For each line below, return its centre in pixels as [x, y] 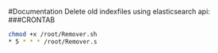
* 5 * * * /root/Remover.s [53, 42]
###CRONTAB [32, 20]
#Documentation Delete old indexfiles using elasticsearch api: [109, 11]
